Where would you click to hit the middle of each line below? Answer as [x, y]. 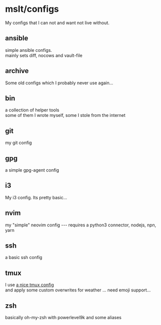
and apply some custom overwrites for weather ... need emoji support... [78, 290]
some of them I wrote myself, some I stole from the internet [65, 115]
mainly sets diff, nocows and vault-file [44, 55]
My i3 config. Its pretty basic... [36, 197]
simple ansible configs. [29, 50]
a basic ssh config [24, 257]
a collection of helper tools [32, 110]
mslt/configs [32, 9]
